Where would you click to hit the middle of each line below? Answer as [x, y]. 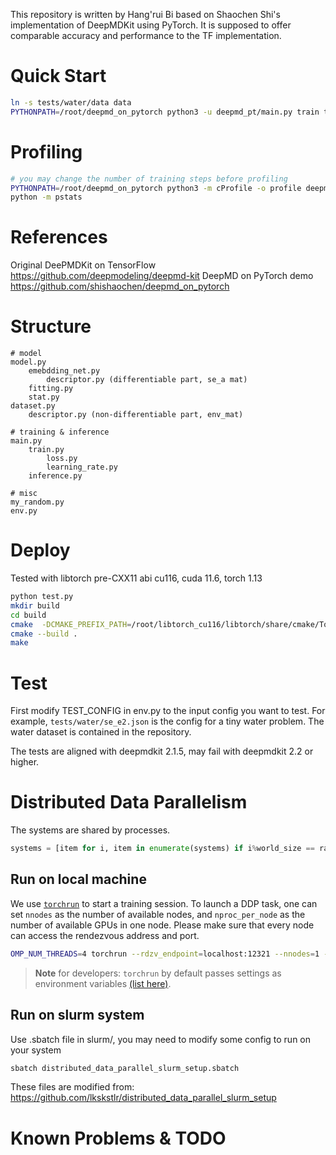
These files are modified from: [72, 1087]
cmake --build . [44, 634]
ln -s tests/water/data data [71, 102]
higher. [25, 762]
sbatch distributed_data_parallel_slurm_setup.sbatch [125, 1068]
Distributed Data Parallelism [129, 802]
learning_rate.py [82, 467]
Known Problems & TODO [118, 1138]
